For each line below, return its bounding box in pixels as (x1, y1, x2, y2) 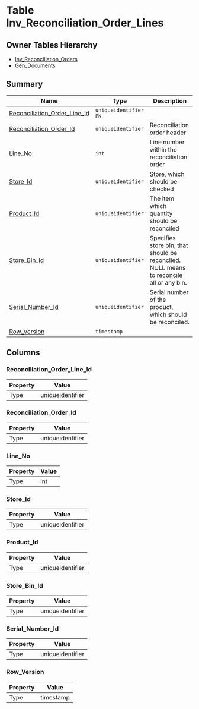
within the (149, 145, 178, 153)
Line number (149, 138, 185, 146)
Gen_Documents (14, 62, 56, 69)
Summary (6, 79, 43, 89)
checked (149, 185, 174, 193)
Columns (6, 348, 40, 358)
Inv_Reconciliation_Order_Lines (6, 16, 164, 30)
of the (149, 295, 166, 304)
